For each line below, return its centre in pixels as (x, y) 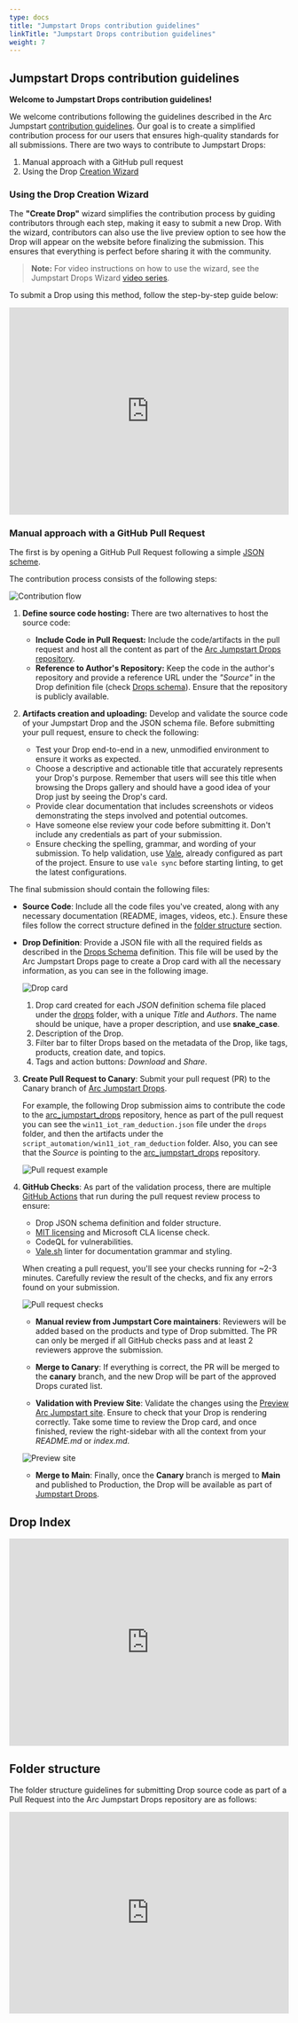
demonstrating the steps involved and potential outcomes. (141, 816)
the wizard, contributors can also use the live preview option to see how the (148, 232)
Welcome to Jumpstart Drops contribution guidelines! (111, 99)
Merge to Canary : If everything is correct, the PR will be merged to (157, 1368)
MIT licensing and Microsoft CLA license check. (122, 1233)
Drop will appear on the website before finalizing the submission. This (137, 242)
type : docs (29, 17)
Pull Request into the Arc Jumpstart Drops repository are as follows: (133, 1800)
